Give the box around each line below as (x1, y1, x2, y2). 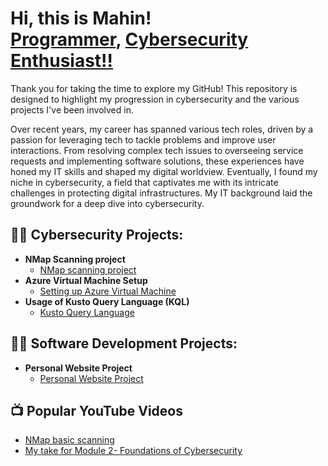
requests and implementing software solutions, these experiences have (10, 155, 305, 167)
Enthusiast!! (10, 50, 114, 72)
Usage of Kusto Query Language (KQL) (24, 295, 190, 307)
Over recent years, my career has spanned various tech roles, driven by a (10, 123, 314, 135)
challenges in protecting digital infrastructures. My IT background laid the (10, 187, 313, 199)
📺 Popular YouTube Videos (10, 402, 183, 419)
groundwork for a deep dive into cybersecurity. (10, 197, 205, 209)
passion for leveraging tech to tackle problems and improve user (10, 133, 277, 146)
